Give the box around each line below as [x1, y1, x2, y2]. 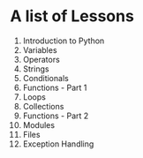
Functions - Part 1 [22, 82, 87, 93]
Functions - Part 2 [22, 110, 89, 121]
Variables [22, 44, 57, 55]
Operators [22, 54, 60, 64]
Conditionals [22, 72, 69, 83]
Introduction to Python [22, 35, 105, 46]
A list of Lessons [10, 6, 135, 26]
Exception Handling [22, 139, 94, 149]
